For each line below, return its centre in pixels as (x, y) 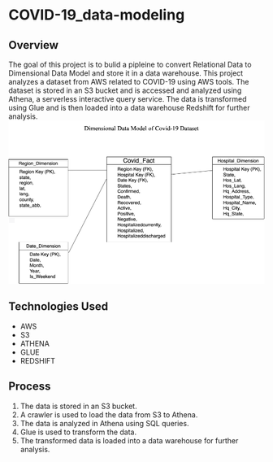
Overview (34, 45)
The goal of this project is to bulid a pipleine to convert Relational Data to (130, 64)
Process (30, 387)
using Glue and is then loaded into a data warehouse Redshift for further (129, 108)
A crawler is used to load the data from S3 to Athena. (109, 414)
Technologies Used (58, 307)
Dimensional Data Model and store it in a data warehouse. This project (126, 73)
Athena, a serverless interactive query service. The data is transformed (128, 99)
